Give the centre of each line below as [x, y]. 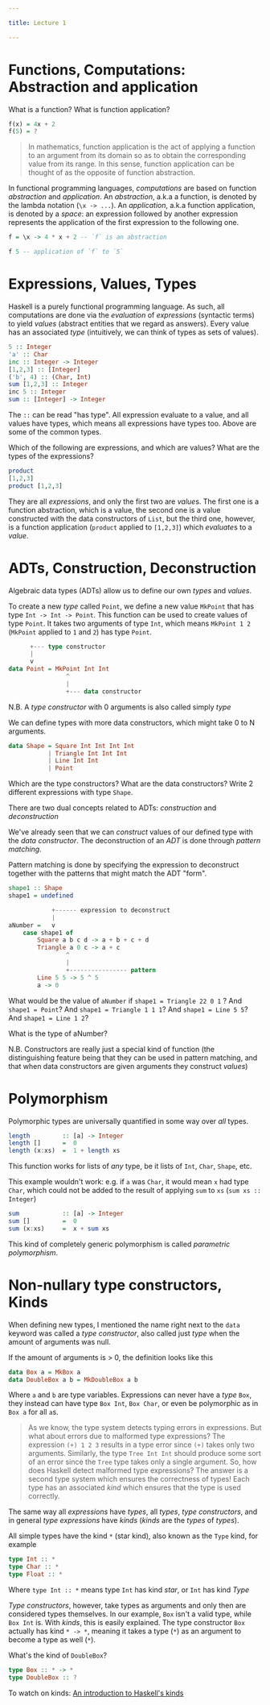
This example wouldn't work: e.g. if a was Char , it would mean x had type [129, 1182]
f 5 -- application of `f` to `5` [66, 252]
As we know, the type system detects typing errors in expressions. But [145, 1428]
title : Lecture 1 [37, 23]
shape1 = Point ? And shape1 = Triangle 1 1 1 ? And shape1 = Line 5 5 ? [128, 1009]
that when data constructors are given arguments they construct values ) [128, 1066]
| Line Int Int [73, 761]
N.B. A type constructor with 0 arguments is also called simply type [120, 707]
